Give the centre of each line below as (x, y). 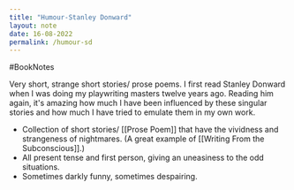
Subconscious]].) (53, 148)
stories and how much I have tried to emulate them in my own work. (132, 112)
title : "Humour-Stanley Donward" (71, 17)
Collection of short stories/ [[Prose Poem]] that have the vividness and (150, 130)
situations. (41, 167)
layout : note (33, 26)
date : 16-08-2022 (41, 34)
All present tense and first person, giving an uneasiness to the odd (143, 158)
